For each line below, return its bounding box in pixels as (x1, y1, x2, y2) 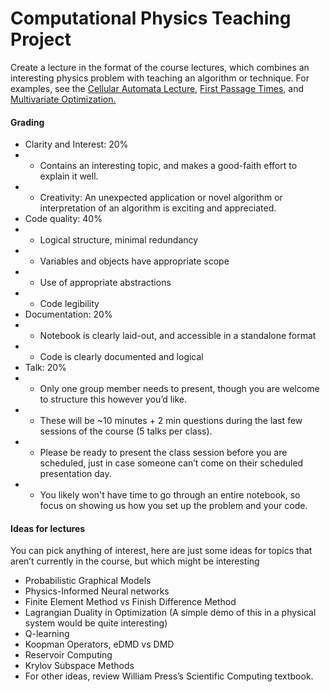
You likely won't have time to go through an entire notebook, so (39, 489, 301, 501)
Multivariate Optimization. (10, 93, 117, 105)
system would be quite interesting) (24, 617, 168, 629)
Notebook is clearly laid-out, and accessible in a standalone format (39, 330, 317, 342)
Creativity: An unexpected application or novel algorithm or (39, 192, 283, 204)
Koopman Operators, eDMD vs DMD (24, 638, 175, 651)
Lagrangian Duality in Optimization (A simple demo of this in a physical (24, 607, 317, 619)
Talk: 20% (24, 362, 67, 374)
